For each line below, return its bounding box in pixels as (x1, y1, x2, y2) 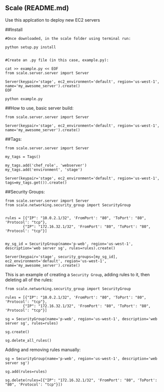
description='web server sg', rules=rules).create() (5, 246, 116, 251)
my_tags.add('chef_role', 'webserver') (5, 163, 87, 168)
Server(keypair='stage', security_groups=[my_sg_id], (5, 254, 118, 259)
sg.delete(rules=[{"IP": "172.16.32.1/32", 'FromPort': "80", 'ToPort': (5, 378, 158, 383)
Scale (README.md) (5, 4, 69, 12)
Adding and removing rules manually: (5, 347, 81, 353)
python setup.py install (5, 44, 56, 50)
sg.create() (5, 329, 30, 334)
